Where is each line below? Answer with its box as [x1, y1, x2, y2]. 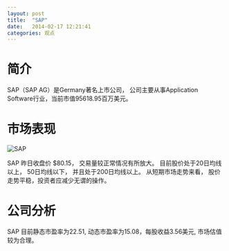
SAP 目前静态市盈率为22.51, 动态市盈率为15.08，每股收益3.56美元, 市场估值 [7, 227, 223, 236]
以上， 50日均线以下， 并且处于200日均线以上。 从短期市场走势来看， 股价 [7, 168, 221, 176]
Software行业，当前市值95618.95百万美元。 [7, 94, 133, 103]
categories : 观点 [7, 29, 55, 37]
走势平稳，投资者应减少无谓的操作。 [7, 176, 111, 184]
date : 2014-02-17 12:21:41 [7, 23, 91, 30]
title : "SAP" [7, 17, 48, 24]
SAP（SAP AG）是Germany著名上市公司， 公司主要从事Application [7, 86, 199, 94]
